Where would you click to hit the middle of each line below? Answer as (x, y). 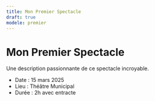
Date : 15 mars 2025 (39, 80)
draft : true (21, 17)
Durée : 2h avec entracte (45, 93)
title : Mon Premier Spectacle (44, 12)
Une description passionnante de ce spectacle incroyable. (77, 68)
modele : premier (26, 23)
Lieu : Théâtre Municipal (44, 86)
